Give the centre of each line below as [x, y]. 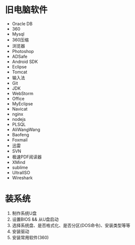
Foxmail [20, 140]
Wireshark [22, 178]
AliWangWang [26, 130]
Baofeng [21, 134]
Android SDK [25, 62]
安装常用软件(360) [30, 237]
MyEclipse [22, 104]
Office [18, 98]
